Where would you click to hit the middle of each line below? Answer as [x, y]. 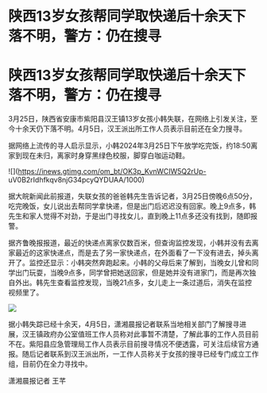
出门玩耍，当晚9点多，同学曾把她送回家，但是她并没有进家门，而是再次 [132, 273]
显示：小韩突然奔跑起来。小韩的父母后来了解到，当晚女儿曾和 [151, 263]
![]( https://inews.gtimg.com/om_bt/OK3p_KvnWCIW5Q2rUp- [107, 171]
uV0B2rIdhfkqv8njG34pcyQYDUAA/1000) [77, 180]
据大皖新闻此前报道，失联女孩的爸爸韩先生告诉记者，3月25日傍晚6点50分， [132, 196]
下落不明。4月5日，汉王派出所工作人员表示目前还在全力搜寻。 [145, 129]
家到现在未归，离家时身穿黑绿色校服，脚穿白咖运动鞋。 [99, 156]
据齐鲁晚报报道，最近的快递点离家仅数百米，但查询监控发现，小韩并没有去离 [133, 243]
